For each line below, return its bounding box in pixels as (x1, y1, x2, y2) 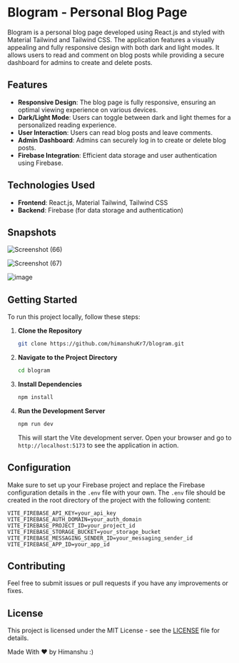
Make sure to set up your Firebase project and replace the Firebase (7, 480, 205, 489)
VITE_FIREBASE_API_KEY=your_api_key (7, 510, 116, 517)
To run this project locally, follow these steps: (7, 313, 141, 321)
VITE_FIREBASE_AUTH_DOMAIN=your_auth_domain (7, 515, 142, 523)
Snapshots (7, 226, 57, 238)
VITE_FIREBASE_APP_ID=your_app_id (7, 540, 111, 548)
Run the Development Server (17, 406, 106, 415)
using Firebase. (17, 158, 63, 167)
